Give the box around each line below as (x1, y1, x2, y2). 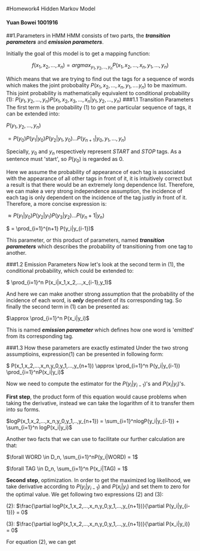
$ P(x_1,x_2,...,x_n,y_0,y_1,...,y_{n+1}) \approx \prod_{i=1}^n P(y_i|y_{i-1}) (6, 362, 180, 369)
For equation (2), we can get (6, 538, 76, 545)
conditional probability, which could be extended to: (6, 267, 134, 274)
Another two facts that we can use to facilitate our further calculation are (6, 435, 185, 442)
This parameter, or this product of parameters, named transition (6, 236, 165, 243)
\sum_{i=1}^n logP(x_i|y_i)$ (6, 424, 73, 431)
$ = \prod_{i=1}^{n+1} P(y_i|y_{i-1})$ (6, 224, 94, 232)
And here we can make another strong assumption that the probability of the (6, 290, 195, 297)
